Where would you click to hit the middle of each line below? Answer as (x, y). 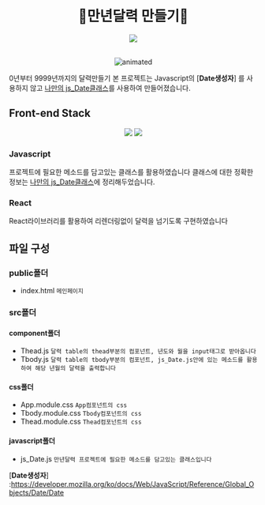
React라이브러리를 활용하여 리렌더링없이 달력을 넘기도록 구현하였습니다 (118, 221)
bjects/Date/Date (37, 492)
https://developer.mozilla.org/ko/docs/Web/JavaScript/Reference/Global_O (133, 484)
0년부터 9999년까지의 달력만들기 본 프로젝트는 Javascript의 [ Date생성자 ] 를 (127, 78)
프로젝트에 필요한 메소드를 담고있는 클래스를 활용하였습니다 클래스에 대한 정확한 (131, 172)
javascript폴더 (32, 440)
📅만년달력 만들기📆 (133, 16)
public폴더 (29, 273)
